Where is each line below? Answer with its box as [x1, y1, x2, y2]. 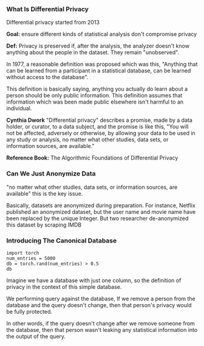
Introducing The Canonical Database [6, 236, 117, 245]
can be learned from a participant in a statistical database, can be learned [6, 67, 191, 74]
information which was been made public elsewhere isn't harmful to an [6, 98, 184, 105]
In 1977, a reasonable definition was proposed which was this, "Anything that [6, 60, 198, 68]
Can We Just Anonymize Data [6, 169, 96, 178]
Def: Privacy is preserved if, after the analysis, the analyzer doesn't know [6, 42, 190, 50]
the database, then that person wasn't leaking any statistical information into [6, 326, 198, 333]
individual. [6, 105, 32, 112]
